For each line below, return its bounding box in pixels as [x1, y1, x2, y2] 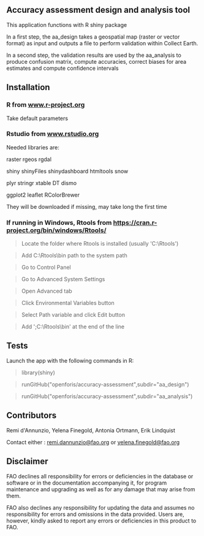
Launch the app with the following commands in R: [6, 357, 134, 364]
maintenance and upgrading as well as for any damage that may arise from [6, 485, 195, 493]
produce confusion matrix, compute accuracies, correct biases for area [6, 58, 187, 65]
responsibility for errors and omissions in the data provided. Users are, [6, 510, 185, 518]
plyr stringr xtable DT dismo [6, 179, 77, 186]
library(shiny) [21, 369, 55, 376]
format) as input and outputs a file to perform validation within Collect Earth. [6, 39, 198, 47]
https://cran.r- [113, 218, 157, 227]
